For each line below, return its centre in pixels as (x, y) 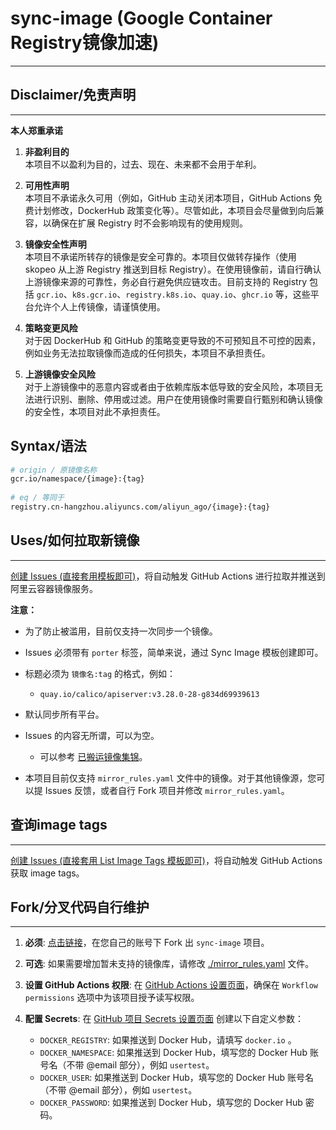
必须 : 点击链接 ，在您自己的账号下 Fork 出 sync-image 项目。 (147, 943)
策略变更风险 (51, 328)
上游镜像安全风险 (60, 374)
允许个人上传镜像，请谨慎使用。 (99, 306)
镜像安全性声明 (55, 244)
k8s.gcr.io (94, 295)
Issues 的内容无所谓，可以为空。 (92, 735)
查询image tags (59, 825)
